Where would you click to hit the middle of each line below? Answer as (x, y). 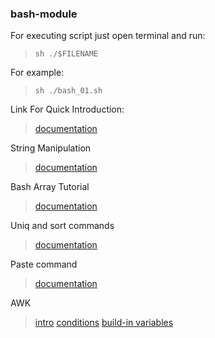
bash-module (44, 14)
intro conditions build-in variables (104, 323)
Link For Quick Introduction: (67, 109)
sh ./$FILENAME (66, 54)
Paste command (44, 264)
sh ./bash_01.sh (68, 91)
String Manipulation (51, 148)
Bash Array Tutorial (50, 187)
